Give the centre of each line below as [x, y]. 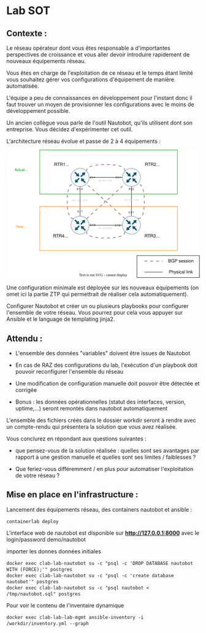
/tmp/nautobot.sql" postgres [44, 594]
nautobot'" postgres [33, 581]
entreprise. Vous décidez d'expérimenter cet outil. [70, 129]
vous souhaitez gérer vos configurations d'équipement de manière [90, 79]
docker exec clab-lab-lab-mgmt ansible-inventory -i [75, 617]
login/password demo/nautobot [46, 539]
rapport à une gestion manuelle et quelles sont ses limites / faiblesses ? [105, 457]
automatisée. [23, 86]
